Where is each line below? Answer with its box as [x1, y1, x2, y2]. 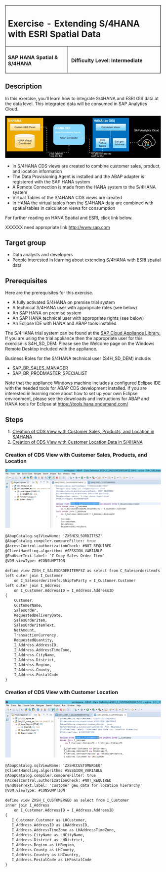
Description [5, 82, 42, 91]
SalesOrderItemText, [14, 623, 56, 628]
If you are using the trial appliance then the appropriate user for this [5, 335, 143, 342]
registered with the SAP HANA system [12, 178, 90, 184]
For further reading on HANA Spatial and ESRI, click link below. [5, 215, 133, 221]
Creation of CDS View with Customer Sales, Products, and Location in [12, 429, 155, 435]
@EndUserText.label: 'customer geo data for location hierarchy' [5, 783, 142, 788]
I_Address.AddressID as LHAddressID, [11, 822, 90, 827]
